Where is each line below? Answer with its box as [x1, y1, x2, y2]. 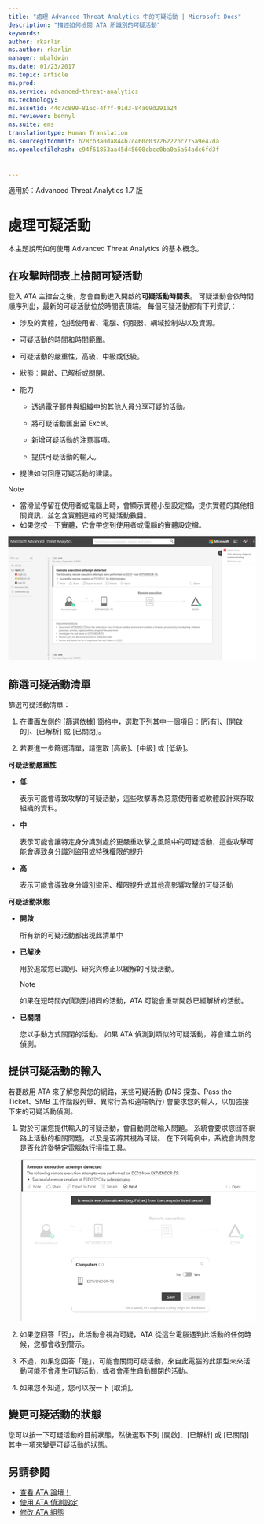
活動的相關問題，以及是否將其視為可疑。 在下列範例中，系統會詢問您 [33, 1133, 256, 1142]
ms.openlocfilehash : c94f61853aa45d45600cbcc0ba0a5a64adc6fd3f [8, 146, 220, 154]
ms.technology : [8, 95, 58, 104]
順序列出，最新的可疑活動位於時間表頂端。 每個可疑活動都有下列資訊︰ [8, 302, 237, 311]
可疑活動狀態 [8, 896, 49, 906]
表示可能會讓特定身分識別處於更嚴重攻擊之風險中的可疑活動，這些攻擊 [19, 836, 247, 846]
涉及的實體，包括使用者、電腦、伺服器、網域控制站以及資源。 [19, 318, 220, 328]
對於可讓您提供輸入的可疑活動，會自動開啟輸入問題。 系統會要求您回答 [19, 1123, 249, 1133]
